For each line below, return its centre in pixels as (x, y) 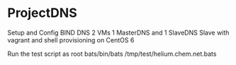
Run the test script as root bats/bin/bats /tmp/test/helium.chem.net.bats (112, 54)
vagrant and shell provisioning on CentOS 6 (71, 40)
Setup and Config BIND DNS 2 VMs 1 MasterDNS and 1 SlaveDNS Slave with (118, 32)
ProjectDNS (42, 13)
